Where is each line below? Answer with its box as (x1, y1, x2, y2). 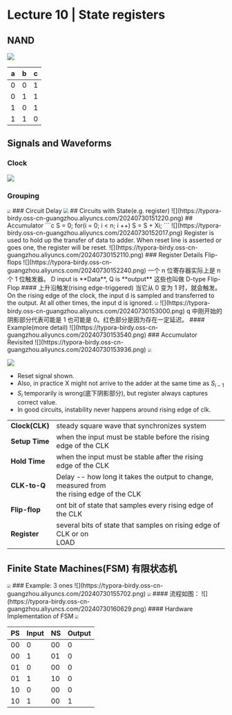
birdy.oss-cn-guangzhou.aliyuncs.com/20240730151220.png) (7, 214, 184, 222)
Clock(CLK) (10, 420, 50, 430)
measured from (56, 481, 106, 490)
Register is (184, 228, 214, 236)
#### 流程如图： (152, 590, 200, 598)
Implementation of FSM (7, 612, 74, 620)
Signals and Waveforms (7, 138, 112, 149)
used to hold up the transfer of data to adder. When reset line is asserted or (7, 236, 222, 244)
